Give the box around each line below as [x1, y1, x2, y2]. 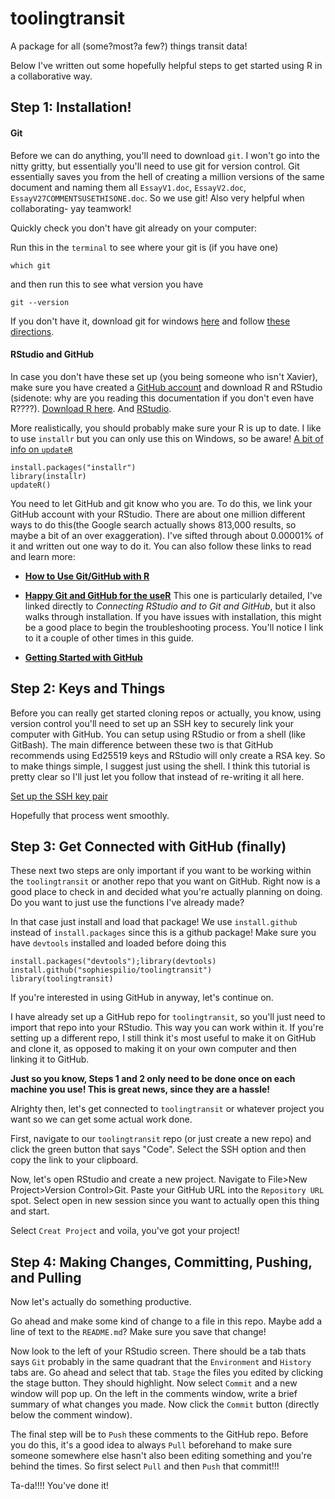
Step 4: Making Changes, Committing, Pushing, [10, 1253, 313, 1271]
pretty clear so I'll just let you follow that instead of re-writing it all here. [10, 770, 305, 782]
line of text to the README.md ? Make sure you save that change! [10, 1326, 267, 1338]
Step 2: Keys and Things [10, 680, 166, 697]
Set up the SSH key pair [10, 790, 109, 802]
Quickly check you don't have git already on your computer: [10, 222, 258, 234]
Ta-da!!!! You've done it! [10, 1480, 110, 1492]
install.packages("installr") [10, 462, 137, 472]
